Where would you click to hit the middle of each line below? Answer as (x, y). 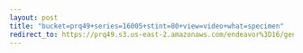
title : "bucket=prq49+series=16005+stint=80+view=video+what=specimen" (147, 26)
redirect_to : (34, 34)
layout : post (34, 18)
